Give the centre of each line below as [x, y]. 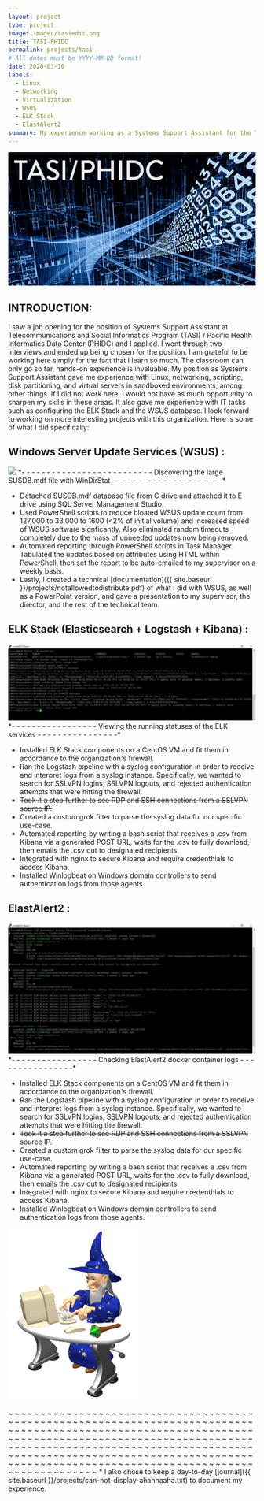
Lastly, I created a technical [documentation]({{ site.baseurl [115, 579]
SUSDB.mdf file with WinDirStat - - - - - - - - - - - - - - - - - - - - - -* [117, 480]
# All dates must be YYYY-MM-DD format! [75, 58]
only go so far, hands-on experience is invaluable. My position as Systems [128, 369]
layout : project [35, 17]
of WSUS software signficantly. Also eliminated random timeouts [124, 529]
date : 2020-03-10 [37, 67]
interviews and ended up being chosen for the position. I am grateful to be [128, 352]
